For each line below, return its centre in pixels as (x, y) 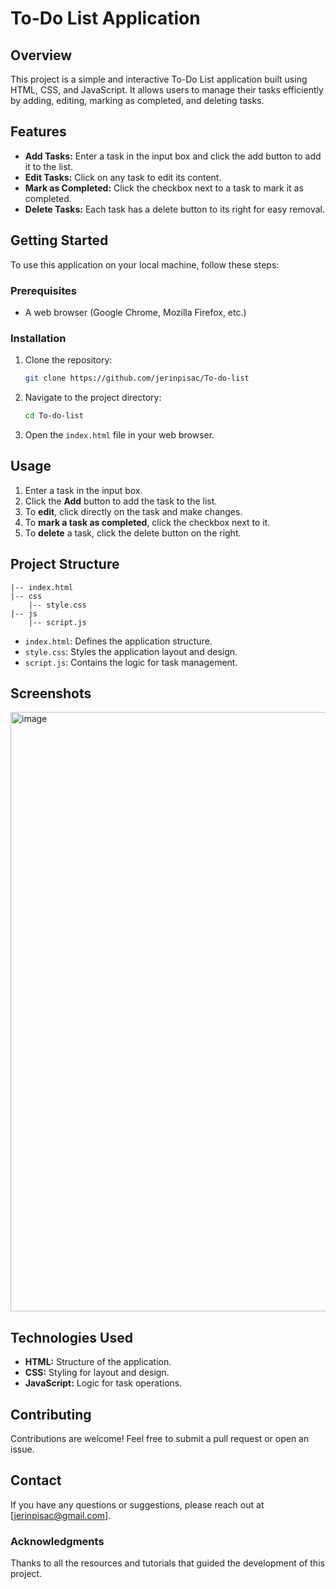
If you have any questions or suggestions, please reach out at (137, 1504)
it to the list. (49, 166)
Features (38, 132)
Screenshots (51, 693)
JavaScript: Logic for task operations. (103, 1383)
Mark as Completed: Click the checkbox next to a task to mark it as (164, 188)
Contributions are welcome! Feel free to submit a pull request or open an (160, 1439)
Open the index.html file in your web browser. (119, 434)
